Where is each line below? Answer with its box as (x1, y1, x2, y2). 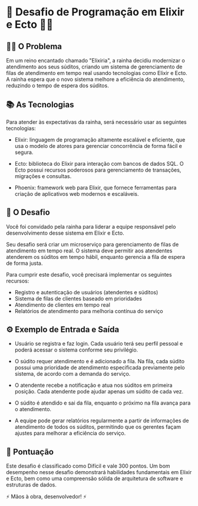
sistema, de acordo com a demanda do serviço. (14, 370, 131, 377)
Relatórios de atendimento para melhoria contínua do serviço (14, 307, 163, 314)
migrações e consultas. (14, 172, 72, 179)
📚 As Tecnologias (6, 100, 74, 110)
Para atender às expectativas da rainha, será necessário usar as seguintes (6, 118, 187, 126)
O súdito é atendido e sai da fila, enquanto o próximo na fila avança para (14, 399, 191, 406)
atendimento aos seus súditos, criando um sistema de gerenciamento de (6, 63, 183, 70)
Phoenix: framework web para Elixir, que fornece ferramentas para (14, 184, 177, 191)
